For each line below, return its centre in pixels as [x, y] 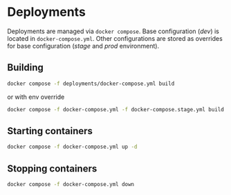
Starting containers [50, 131]
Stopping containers [52, 168]
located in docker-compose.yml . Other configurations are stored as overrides [115, 38]
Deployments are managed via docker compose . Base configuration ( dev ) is [113, 31]
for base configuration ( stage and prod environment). [83, 46]
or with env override [36, 97]
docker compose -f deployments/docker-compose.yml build [91, 84]
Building [25, 67]
